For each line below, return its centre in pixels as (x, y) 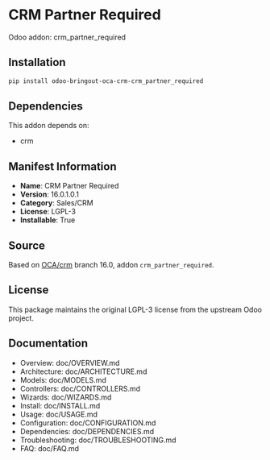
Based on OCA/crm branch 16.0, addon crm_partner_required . (112, 265)
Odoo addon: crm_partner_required (67, 37)
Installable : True (48, 220)
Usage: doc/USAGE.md (59, 414)
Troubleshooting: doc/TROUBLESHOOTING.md (98, 440)
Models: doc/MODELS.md (63, 379)
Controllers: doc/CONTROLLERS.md (80, 388)
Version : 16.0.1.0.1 (49, 194)
